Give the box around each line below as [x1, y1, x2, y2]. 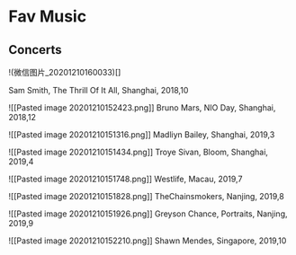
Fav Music [8, 6, 87, 27]
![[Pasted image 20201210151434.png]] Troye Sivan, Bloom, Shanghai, [8, 146, 269, 157]
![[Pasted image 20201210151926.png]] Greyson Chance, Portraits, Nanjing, [8, 208, 288, 219]
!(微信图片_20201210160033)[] [8, 67, 121, 77]
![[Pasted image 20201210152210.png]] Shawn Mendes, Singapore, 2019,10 [8, 235, 287, 246]
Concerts [8, 42, 62, 57]
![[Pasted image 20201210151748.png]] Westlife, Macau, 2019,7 [8, 173, 243, 184]
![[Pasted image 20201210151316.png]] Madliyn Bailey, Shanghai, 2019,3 [8, 129, 275, 140]
